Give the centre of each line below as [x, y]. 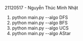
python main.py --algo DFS [40, 17]
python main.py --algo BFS [40, 23]
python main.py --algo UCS [40, 28]
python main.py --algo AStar [41, 33]
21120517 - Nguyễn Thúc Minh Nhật [41, 8]
